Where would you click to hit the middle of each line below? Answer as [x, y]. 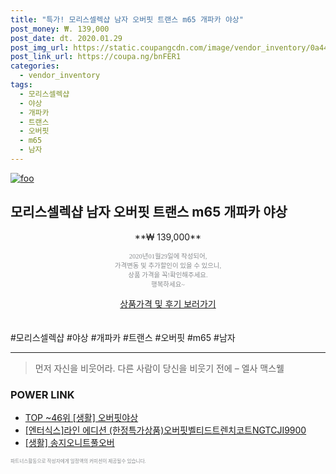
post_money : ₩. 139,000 [60, 29]
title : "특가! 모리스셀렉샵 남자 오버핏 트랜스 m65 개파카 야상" [127, 19]
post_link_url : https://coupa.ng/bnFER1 [96, 57]
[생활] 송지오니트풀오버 [69, 442]
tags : [21, 85]
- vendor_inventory [60, 76]
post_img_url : [40, 47]
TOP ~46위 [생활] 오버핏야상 [81, 417]
